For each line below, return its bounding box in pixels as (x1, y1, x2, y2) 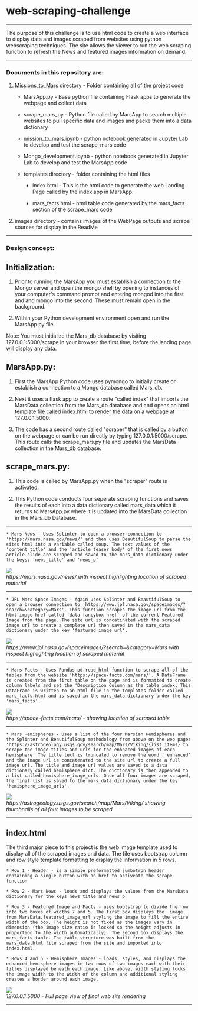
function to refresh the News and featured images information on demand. (6, 48, 187, 55)
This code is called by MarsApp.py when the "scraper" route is (14, 477, 167, 484)
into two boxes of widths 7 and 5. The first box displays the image (6, 909, 183, 915)
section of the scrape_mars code (32, 206, 113, 213)
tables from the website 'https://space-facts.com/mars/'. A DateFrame (6, 672, 186, 678)
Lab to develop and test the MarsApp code (23, 159, 128, 166)
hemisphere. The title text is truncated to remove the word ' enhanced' (6, 752, 192, 758)
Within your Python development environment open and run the (14, 315, 170, 322)
